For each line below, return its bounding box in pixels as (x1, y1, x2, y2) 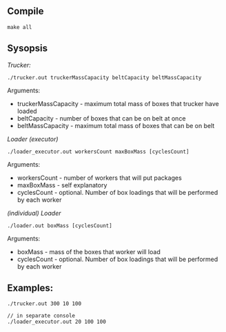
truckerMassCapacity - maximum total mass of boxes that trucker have (17, 99, 219, 107)
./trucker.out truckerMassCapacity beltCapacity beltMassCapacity (7, 74, 202, 81)
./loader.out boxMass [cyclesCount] (7, 222, 112, 229)
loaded (17, 107, 37, 115)
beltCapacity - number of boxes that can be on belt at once (17, 114, 186, 123)
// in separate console (7, 313, 76, 320)
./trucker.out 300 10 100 (7, 300, 81, 307)
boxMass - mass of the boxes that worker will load (17, 247, 161, 256)
